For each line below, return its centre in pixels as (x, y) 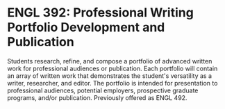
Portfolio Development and (86, 27)
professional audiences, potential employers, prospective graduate (103, 90)
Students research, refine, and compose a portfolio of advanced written (110, 61)
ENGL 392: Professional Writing (101, 13)
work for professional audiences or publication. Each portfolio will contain (112, 68)
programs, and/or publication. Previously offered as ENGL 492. (97, 97)
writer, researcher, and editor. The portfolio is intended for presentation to (112, 83)
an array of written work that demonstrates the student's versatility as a (110, 76)
